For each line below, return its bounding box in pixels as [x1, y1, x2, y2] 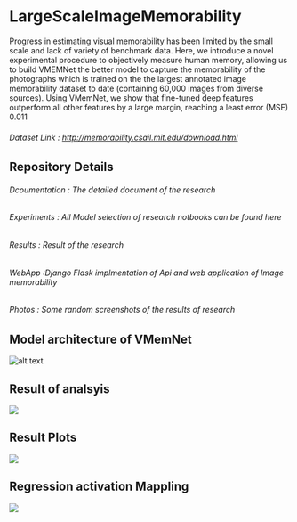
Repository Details [9, 159, 114, 175]
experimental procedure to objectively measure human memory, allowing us [9, 54, 288, 65]
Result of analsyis [9, 381, 110, 396]
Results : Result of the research [9, 239, 124, 250]
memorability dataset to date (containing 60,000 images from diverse [9, 83, 264, 94]
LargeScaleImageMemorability [9, 6, 242, 27]
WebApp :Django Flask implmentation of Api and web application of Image [9, 267, 285, 278]
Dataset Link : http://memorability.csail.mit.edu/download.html [9, 132, 238, 143]
